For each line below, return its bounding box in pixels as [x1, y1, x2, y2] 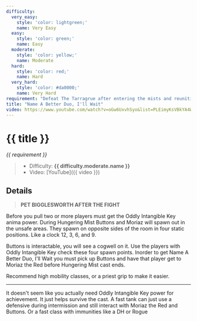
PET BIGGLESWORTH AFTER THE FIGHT [20, 202, 120, 209]
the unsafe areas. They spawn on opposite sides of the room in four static [6, 225, 185, 232]
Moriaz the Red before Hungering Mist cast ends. [6, 261, 125, 268]
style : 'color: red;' [16, 69, 69, 74]
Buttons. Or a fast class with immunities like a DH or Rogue [6, 308, 148, 315]
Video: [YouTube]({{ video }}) [29, 169, 100, 176]
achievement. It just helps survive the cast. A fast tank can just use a [6, 296, 172, 303]
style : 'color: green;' [16, 36, 75, 42]
